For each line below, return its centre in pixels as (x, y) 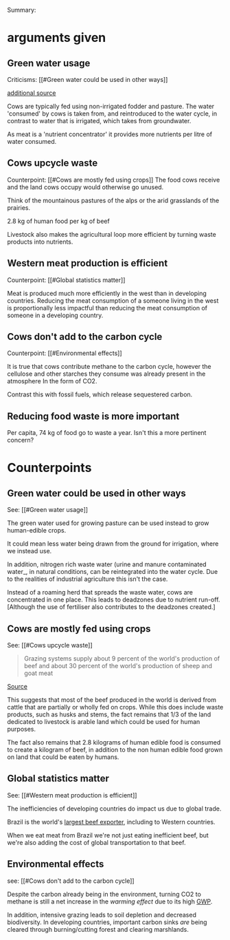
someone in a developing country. (55, 315)
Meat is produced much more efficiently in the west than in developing (107, 293)
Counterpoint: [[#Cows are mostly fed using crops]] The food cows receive (114, 180)
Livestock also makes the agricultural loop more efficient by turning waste (112, 234)
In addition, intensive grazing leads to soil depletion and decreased (102, 915)
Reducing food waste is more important (93, 416)
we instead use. (30, 551)
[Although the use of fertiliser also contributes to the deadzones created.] (111, 607)
